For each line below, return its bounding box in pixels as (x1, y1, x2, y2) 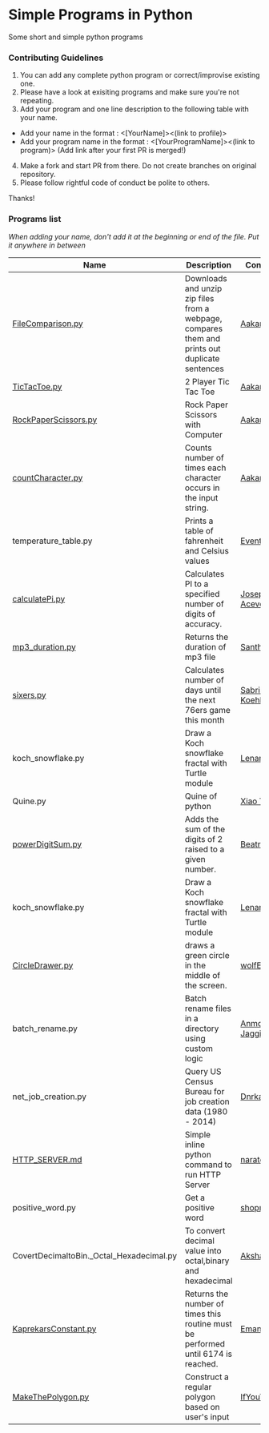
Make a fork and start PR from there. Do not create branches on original (19, 161, 257, 171)
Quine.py (12, 795, 46, 807)
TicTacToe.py (12, 380, 62, 392)
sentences (184, 363, 224, 374)
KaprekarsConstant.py (12, 1323, 97, 1334)
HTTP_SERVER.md (12, 1153, 82, 1165)
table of (184, 525, 214, 536)
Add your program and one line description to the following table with (19, 104, 250, 114)
